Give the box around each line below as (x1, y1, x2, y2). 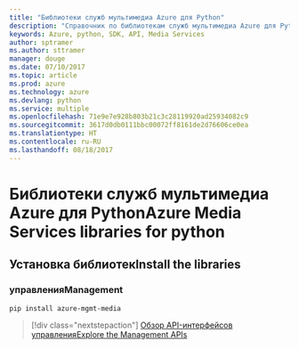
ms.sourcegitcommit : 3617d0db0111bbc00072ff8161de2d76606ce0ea (9, 121, 249, 130)
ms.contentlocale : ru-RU (9, 137, 101, 146)
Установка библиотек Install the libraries (9, 257, 242, 272)
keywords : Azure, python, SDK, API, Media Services (9, 29, 205, 38)
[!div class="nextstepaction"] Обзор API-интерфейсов (30, 320, 233, 330)
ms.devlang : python (9, 95, 82, 105)
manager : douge (9, 54, 66, 63)
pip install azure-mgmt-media (9, 304, 122, 312)
